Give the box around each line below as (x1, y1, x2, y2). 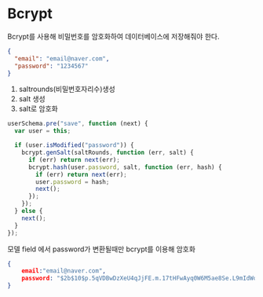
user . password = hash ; (35, 178, 110, 185)
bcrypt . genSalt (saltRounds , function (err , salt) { (21, 148, 194, 157)
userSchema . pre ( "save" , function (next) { (7, 119, 148, 128)
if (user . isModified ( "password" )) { (14, 141, 134, 149)
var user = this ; (14, 127, 71, 135)
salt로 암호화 (18, 104, 58, 114)
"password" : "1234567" (14, 62, 89, 70)
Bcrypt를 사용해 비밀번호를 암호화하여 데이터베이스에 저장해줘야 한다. (7, 31, 220, 41)
